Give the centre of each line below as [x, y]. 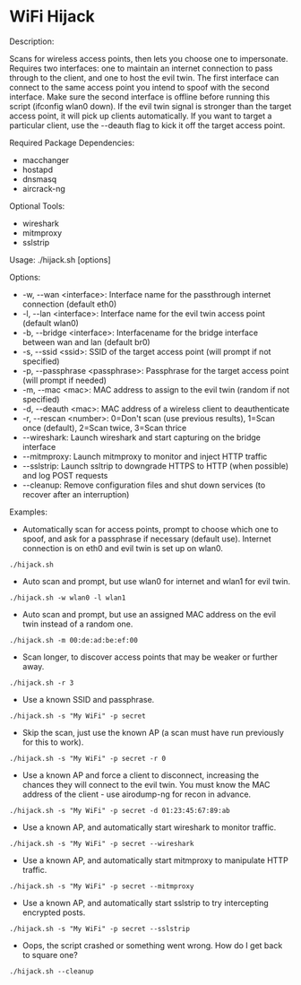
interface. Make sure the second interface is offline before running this [140, 97]
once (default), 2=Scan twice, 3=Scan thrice [104, 428]
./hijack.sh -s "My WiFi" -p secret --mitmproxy [102, 886]
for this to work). [53, 742]
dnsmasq [39, 179]
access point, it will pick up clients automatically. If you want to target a [141, 116]
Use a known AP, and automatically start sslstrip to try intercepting [145, 903]
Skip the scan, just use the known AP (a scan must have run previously [153, 732]
